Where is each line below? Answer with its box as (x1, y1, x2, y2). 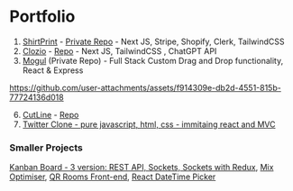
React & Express (22, 65, 84, 76)
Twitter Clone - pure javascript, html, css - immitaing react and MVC (22, 119, 276, 130)
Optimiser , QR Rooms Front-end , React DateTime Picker (9, 171, 216, 182)
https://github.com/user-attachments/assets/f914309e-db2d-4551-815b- (9, 82, 281, 93)
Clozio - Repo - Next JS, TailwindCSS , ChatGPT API (22, 45, 217, 56)
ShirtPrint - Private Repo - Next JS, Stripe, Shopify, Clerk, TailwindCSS (22, 36, 285, 47)
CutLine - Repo (22, 109, 79, 120)
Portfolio (9, 6, 76, 27)
